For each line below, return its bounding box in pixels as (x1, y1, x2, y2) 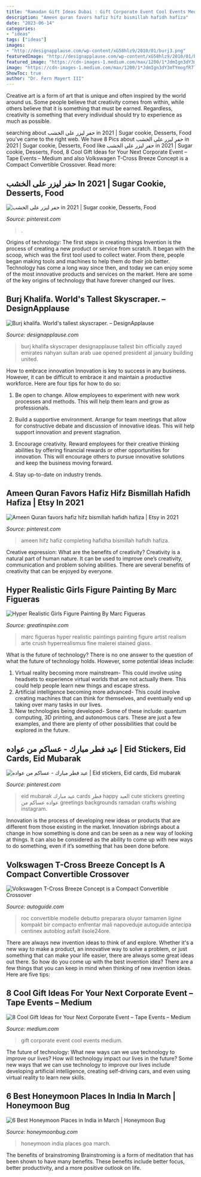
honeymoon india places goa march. (20, 1140, 111, 1147)
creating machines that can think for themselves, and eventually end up (14, 695, 191, 702)
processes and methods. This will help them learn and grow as (14, 398, 169, 405)
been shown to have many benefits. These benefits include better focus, (6, 1158, 185, 1165)
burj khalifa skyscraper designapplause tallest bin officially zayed (20, 342, 182, 350)
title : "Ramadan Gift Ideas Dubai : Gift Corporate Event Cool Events (6, 8, 186, 15)
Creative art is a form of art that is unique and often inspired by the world (6, 92, 186, 100)
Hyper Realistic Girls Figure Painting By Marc (6, 585, 177, 595)
